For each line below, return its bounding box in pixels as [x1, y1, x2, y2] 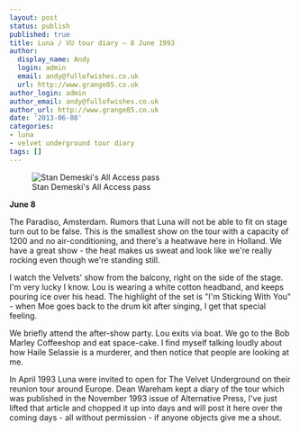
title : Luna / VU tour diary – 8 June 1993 [9, 38, 176, 48]
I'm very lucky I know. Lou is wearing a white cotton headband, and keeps [9, 281, 284, 292]
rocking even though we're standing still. [9, 254, 160, 265]
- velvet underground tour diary [9, 139, 135, 148]
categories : [9, 122, 54, 131]
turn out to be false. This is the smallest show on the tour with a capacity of [9, 226, 289, 237]
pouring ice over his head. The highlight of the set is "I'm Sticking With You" [9, 291, 291, 301]
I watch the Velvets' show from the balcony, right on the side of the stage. [9, 272, 284, 283]
